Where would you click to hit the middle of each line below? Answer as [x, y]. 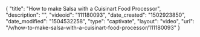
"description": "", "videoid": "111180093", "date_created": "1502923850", [96, 15]
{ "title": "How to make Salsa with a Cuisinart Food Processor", [83, 9]
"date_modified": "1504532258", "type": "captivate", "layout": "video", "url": [100, 21]
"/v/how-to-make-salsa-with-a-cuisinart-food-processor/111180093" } [93, 27]
